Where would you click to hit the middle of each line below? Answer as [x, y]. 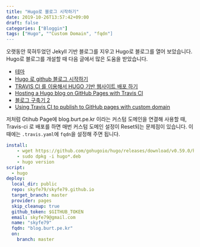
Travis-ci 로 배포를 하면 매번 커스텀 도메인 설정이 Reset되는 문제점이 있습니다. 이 [100, 127]
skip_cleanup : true [36, 206]
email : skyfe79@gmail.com [44, 217]
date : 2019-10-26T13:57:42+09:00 [48, 17]
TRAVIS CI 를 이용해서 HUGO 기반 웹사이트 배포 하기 [76, 86]
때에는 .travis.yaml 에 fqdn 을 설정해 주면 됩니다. [63, 134]
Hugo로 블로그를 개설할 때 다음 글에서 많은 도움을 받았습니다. [77, 59]
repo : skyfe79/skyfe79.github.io [53, 190]
